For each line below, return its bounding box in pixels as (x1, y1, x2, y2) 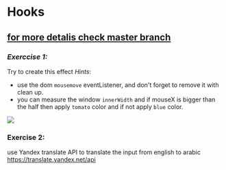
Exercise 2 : (7, 132, 45, 142)
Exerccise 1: (7, 52, 48, 62)
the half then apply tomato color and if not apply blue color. (16, 102, 184, 110)
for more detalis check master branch (7, 32, 171, 43)
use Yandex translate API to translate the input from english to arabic (7, 148, 201, 156)
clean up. (16, 88, 44, 96)
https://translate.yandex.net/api (7, 156, 96, 164)
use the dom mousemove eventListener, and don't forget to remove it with (16, 80, 219, 89)
